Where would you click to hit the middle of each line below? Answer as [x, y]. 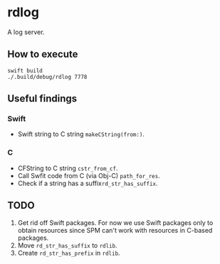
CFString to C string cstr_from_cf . [68, 168]
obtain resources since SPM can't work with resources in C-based [115, 230]
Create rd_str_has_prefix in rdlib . [69, 253]
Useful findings [42, 99]
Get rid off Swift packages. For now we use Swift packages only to [115, 222]
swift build [25, 71]
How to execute [43, 54]
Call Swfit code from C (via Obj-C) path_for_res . [89, 175]
